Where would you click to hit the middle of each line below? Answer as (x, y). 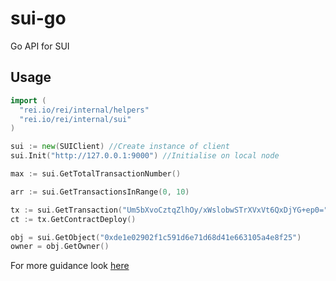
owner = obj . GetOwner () (60, 247)
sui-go (38, 18)
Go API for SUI (40, 46)
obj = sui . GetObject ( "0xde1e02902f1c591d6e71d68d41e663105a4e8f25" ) (156, 237)
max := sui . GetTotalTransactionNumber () (96, 174)
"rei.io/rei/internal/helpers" (84, 110)
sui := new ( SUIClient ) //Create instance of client (120, 147)
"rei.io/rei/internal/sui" (75, 119)
